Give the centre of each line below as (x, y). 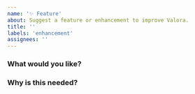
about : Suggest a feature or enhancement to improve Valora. (98, 20)
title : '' (22, 26)
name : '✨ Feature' (35, 14)
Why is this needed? (43, 82)
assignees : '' (28, 40)
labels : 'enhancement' (40, 33)
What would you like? (44, 64)
